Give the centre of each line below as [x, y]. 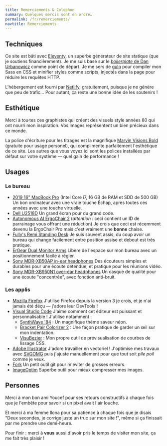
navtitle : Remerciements [31, 24]
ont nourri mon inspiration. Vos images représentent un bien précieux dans [82, 125]
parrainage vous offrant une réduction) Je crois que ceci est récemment [86, 223]
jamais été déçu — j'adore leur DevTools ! [55, 306]
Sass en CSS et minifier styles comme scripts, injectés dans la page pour [80, 72]
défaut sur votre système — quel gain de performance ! [62, 156]
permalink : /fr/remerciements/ [38, 19]
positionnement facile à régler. [44, 255]
